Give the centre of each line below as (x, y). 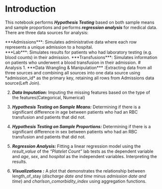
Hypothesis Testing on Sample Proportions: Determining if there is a (81, 126)
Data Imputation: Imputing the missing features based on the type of (81, 92)
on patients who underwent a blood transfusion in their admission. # (73, 62)
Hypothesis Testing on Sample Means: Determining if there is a (76, 107)
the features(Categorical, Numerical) (49, 97)
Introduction (30, 9)
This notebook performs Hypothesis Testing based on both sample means (80, 22)
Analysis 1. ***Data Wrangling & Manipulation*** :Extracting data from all (79, 67)
